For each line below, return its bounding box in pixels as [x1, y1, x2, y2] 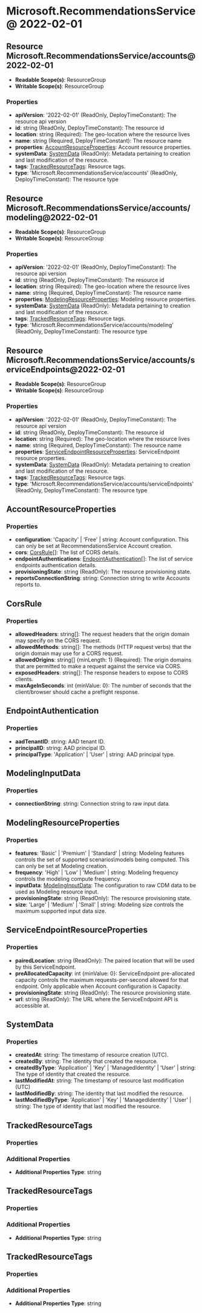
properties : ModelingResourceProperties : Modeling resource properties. [15, 295, 197, 303]
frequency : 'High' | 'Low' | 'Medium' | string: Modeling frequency [15, 869, 178, 876]
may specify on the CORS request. [15, 637, 102, 644]
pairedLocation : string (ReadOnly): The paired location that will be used [15, 956, 195, 964]
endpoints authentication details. [15, 562, 97, 569]
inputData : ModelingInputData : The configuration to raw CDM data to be [15, 881, 197, 889]
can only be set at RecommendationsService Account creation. [15, 542, 172, 550]
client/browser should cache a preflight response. [15, 688, 140, 696]
